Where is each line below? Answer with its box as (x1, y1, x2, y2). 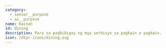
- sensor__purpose (10, 12, 49, 17)
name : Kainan (5, 21, 33, 26)
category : (5, 7, 26, 12)
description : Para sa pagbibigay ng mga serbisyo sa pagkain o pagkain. (5, 30, 162, 35)
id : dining (5, 26, 28, 31)
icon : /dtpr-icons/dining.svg (5, 35, 69, 40)
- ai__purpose (10, 16, 39, 21)
